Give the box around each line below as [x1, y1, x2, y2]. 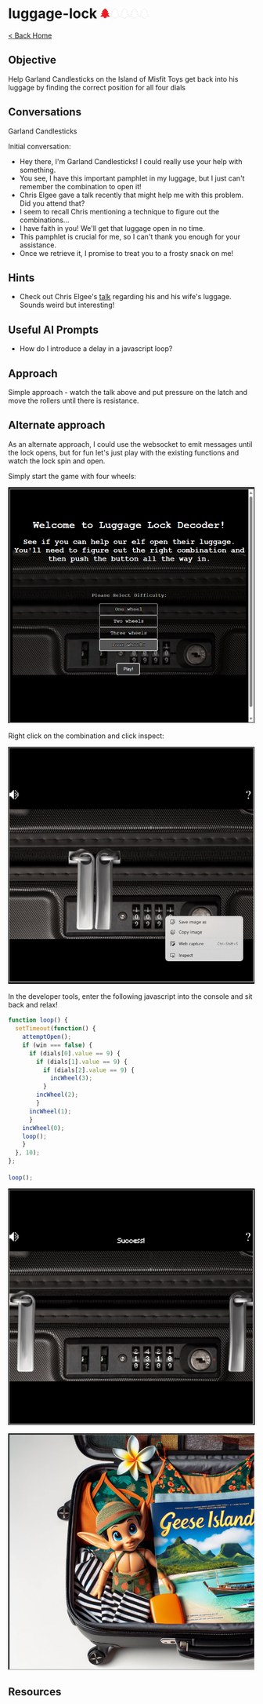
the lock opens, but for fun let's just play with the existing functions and [8, 448, 240, 457]
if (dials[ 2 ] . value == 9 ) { [42, 1066, 135, 1074]
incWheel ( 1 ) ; [28, 1107, 72, 1115]
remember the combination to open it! [19, 181, 142, 191]
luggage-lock [8, 5, 98, 23]
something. [19, 165, 56, 174]
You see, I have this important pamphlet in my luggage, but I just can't [19, 174, 245, 183]
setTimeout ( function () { [15, 1025, 96, 1033]
